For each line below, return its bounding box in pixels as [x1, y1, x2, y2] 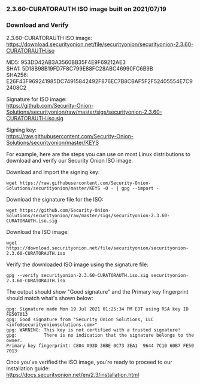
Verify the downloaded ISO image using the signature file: [6, 261, 149, 268]
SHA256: [6, 71, 29, 79]
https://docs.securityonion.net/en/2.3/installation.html [6, 371, 140, 379]
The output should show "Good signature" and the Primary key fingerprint [6, 288, 189, 295]
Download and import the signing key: [6, 169, 100, 176]
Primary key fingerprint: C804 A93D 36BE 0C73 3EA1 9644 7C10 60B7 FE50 [6, 343, 195, 349]
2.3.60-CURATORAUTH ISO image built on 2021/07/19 [6, 5, 166, 13]
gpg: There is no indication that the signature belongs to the [6, 333, 195, 339]
